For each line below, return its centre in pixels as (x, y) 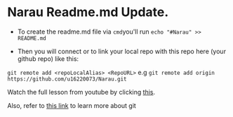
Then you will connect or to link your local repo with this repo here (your (122, 51)
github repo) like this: (48, 58)
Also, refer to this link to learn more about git (72, 105)
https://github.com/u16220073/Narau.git (67, 79)
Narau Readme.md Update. (88, 12)
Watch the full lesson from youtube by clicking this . (81, 92)
